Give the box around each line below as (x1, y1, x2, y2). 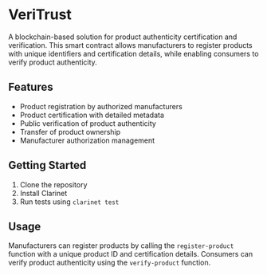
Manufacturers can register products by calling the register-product (8, 241, 234, 250)
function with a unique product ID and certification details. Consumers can (8, 249, 253, 259)
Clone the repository (19, 179, 88, 189)
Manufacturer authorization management (19, 136, 155, 145)
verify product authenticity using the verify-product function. (8, 257, 211, 268)
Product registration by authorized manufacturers (19, 101, 183, 111)
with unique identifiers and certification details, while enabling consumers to (8, 49, 259, 58)
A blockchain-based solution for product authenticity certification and (8, 32, 238, 41)
